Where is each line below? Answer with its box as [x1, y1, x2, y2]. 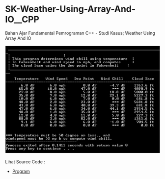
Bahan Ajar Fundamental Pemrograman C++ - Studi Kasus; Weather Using [5, 30, 156, 36]
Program [12, 168, 30, 174]
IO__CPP [5, 14, 39, 25]
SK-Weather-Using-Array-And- [5, 3, 136, 15]
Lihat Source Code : [5, 158, 46, 165]
